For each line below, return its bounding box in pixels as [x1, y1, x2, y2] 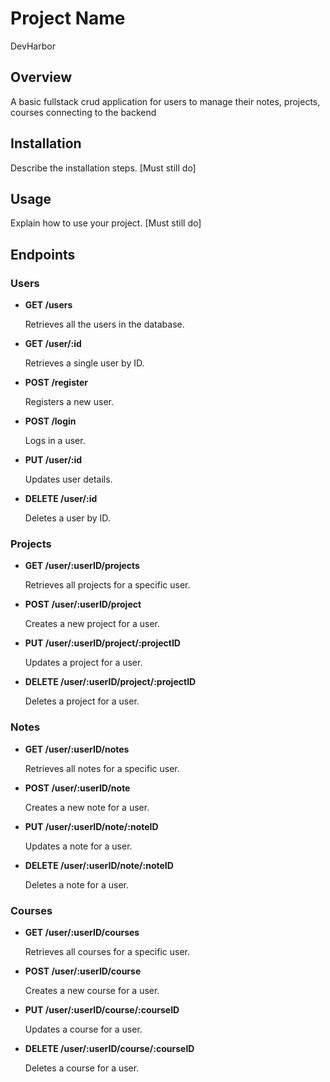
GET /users [24, 299, 73, 311]
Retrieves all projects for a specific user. [24, 579, 191, 591]
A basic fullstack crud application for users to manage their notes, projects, [10, 95, 321, 107]
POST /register [24, 377, 89, 389]
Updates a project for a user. [24, 657, 143, 669]
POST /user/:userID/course [24, 965, 142, 977]
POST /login [24, 415, 77, 427]
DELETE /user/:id [24, 493, 98, 505]
